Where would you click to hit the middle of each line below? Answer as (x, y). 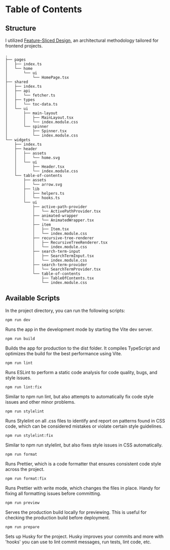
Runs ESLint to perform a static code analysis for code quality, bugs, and (81, 372)
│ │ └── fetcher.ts (30, 95)
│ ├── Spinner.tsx (36, 131)
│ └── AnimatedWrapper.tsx (63, 220)
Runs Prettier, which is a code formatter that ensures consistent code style (83, 464)
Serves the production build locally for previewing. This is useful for (76, 512)
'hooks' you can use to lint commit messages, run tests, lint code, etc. (78, 542)
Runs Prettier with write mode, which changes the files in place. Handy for (83, 488)
